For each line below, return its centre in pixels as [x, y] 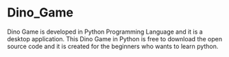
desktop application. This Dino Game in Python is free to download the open [115, 38]
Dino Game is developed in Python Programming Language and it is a [105, 32]
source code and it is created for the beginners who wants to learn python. [113, 46]
